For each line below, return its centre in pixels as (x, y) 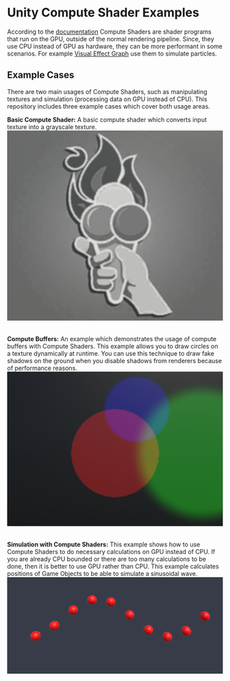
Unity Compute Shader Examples (103, 13)
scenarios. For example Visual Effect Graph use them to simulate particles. (112, 54)
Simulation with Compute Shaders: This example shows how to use (104, 544)
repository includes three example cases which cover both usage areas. (109, 106)
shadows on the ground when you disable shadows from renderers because (115, 361)
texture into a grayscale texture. (52, 127)
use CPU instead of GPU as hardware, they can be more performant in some (115, 46)
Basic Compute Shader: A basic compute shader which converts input (107, 119)
